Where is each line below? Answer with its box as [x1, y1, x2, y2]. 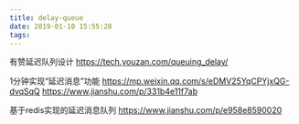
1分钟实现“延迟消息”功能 [9, 76, 101, 87]
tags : [9, 30, 30, 39]
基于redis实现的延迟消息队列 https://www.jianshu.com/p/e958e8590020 [9, 105, 283, 116]
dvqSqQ [9, 86, 41, 97]
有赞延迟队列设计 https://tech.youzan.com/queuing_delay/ [9, 57, 229, 67]
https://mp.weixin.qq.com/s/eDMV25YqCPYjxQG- [101, 76, 290, 87]
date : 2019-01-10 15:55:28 [9, 22, 112, 31]
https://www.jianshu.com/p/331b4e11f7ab [42, 86, 198, 97]
